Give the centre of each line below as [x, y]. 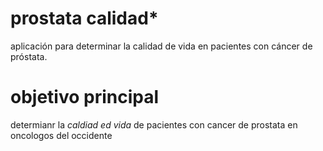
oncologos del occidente [61, 135]
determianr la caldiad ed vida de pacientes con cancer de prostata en [154, 124]
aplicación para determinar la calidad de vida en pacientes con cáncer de [161, 46]
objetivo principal [85, 97]
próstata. [29, 56]
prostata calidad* [84, 18]
